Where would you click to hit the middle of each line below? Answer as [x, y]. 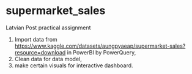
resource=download [40, 52]
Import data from [36, 39]
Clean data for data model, [48, 59]
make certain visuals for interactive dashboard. [74, 65]
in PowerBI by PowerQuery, [102, 52]
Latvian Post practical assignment [48, 28]
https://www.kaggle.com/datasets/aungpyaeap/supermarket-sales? [100, 46]
